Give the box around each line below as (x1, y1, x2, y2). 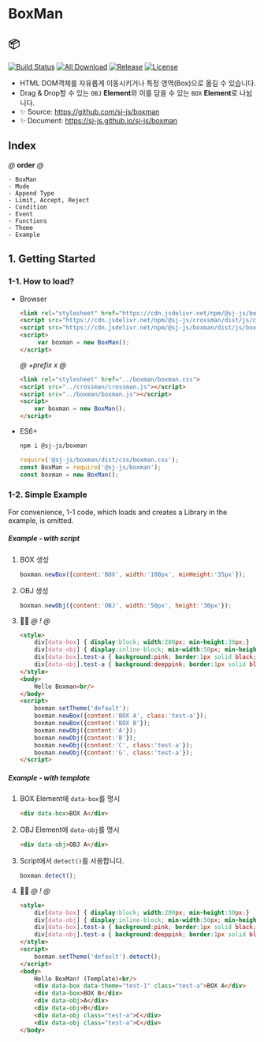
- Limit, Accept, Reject (8, 196, 90, 204)
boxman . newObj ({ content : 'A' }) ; (34, 726, 137, 735)
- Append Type (8, 189, 55, 197)
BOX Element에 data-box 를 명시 (19, 794, 121, 803)
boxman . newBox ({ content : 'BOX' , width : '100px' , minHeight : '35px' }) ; (19, 570, 247, 578)
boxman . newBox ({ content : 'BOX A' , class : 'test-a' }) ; (34, 712, 207, 720)
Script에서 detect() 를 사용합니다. (19, 856, 125, 865)
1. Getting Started (8, 252, 96, 265)
